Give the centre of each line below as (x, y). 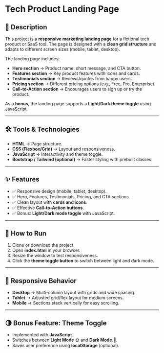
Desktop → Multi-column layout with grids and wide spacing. (74, 293)
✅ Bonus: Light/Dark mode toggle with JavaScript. (63, 213)
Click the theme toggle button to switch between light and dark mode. (83, 261)
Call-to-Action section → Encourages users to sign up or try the (77, 89)
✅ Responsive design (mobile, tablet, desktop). (59, 191)
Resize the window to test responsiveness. (55, 256)
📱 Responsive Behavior (41, 281)
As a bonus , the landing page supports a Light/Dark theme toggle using (78, 104)
